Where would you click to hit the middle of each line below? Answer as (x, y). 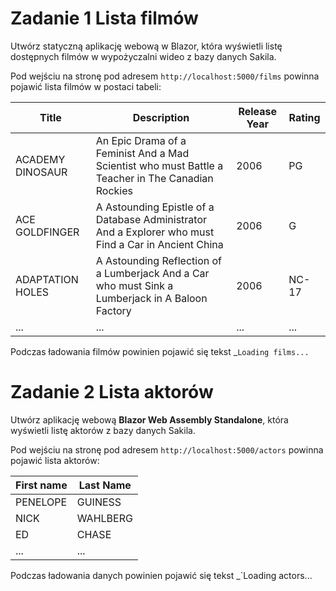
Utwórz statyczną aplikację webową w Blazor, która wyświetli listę (146, 46)
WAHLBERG (104, 518)
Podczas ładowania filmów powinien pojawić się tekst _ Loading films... (160, 351)
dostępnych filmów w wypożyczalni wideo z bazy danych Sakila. (143, 56)
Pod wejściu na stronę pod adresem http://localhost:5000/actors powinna (167, 449)
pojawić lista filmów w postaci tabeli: (86, 86)
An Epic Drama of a (141, 140)
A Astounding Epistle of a (155, 207)
